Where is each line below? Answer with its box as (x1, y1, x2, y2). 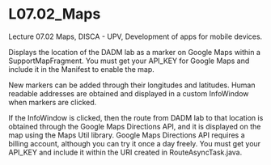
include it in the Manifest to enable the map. (8, 64, 155, 74)
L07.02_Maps (8, 5, 101, 23)
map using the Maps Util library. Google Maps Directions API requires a (8, 130, 245, 140)
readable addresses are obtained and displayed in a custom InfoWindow (8, 88, 249, 98)
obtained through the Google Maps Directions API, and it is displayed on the (8, 121, 261, 131)
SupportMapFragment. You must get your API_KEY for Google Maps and (8, 56, 250, 66)
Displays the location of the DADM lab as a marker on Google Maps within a (8, 47, 261, 57)
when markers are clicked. (8, 97, 97, 107)
